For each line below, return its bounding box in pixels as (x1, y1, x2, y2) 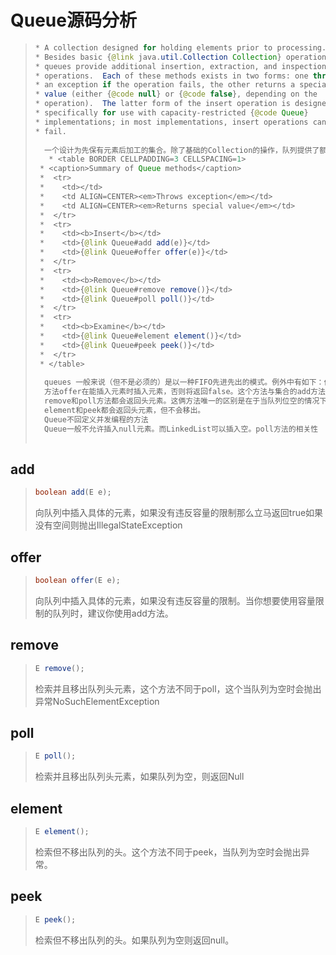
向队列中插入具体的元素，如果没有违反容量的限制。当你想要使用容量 (34, 594, 316, 606)
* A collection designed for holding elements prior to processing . (34, 42, 327, 53)
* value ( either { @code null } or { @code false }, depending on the (34, 89, 318, 100)
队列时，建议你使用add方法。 (52, 607, 174, 619)
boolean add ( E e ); (34, 487, 112, 498)
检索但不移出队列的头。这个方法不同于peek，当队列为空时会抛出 (34, 846, 302, 858)
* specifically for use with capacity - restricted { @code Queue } (34, 108, 309, 118)
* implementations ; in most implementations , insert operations (34, 117, 309, 127)
